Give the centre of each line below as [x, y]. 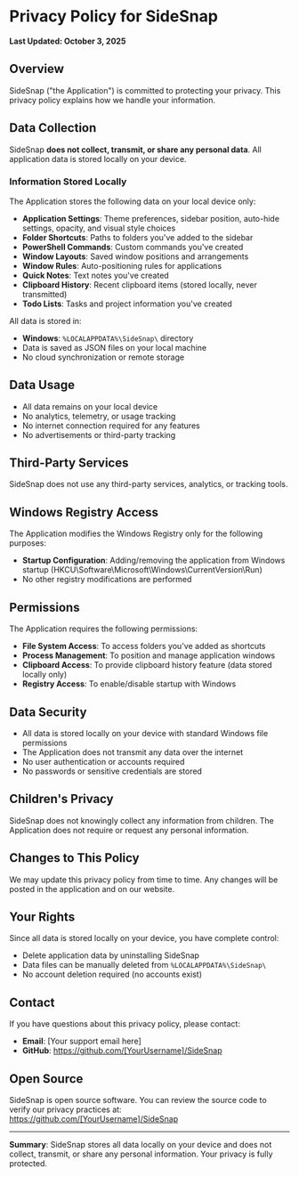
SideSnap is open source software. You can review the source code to [138, 1100]
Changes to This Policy [74, 858]
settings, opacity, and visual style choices [99, 228]
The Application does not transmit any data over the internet [132, 752]
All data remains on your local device [90, 406]
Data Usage [42, 385]
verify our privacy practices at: [65, 1109]
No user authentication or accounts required [103, 761]
